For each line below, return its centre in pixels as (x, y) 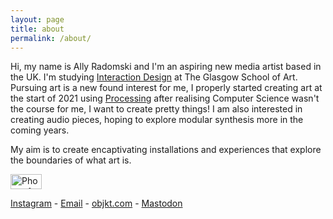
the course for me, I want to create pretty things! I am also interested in (156, 109)
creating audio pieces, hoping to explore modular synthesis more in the (157, 120)
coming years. (40, 130)
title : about (37, 29)
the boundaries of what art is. (71, 160)
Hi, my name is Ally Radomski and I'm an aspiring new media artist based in (166, 67)
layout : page (37, 19)
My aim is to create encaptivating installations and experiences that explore (166, 150)
